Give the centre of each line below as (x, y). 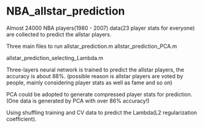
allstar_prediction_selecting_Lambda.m (55, 58)
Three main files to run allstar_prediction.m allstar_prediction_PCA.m (92, 46)
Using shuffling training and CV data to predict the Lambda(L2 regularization (102, 112)
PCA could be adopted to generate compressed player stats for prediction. (99, 94)
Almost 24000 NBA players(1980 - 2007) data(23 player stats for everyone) (101, 28)
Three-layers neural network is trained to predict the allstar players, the (95, 69)
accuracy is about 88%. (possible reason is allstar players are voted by (95, 76)
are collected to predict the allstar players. (59, 34)
